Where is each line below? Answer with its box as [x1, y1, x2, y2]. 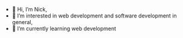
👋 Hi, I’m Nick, [11, 6, 47, 13]
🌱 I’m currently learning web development [11, 25, 117, 32]
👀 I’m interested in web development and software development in [11, 12, 177, 19]
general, [11, 19, 33, 25]
